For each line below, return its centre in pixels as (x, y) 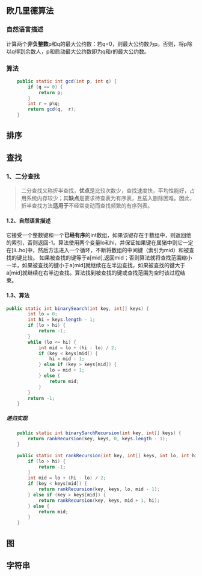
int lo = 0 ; (43, 314)
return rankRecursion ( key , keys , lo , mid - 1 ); (99, 489)
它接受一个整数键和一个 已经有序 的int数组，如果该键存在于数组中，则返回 (96, 235)
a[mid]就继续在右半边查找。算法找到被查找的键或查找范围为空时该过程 (93, 273)
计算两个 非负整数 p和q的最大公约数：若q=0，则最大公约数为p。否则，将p (97, 43)
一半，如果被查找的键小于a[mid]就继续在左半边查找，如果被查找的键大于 (96, 265)
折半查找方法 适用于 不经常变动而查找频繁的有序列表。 (87, 206)
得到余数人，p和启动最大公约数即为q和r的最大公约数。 (82, 51)
